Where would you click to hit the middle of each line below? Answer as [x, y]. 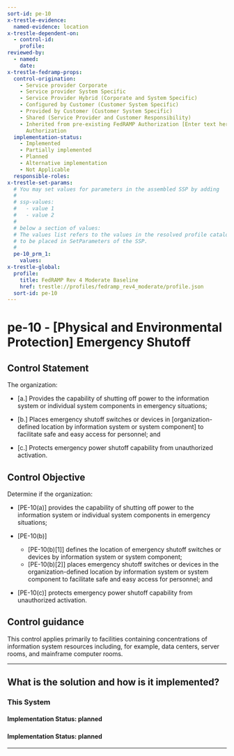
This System [29, 702]
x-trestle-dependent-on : [43, 33]
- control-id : [34, 40]
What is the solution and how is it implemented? [113, 682]
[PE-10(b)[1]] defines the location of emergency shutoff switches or [124, 550]
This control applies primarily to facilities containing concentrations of [107, 639]
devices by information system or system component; [105, 557]
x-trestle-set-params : [40, 182]
